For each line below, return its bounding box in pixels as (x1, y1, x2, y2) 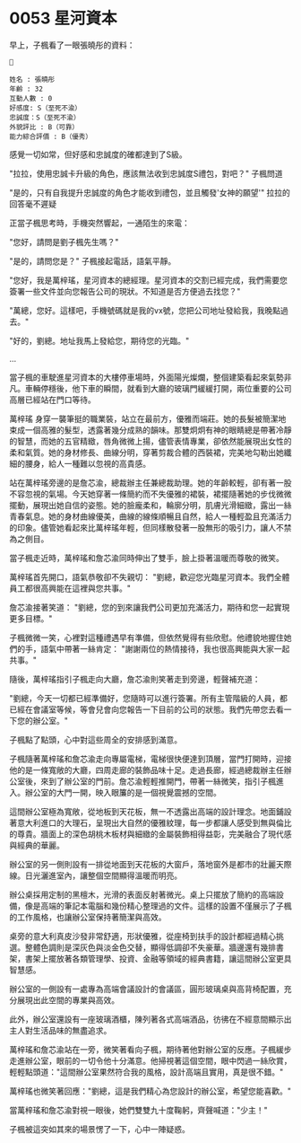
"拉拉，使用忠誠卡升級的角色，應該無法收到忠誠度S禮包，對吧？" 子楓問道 (9, 168, 283, 179)
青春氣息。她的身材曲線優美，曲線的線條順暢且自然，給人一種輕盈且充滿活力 (9, 511, 292, 522)
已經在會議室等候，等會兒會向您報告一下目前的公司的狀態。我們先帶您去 (9, 704, 276, 715)
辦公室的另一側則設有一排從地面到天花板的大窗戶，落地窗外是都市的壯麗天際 (9, 858, 292, 869)
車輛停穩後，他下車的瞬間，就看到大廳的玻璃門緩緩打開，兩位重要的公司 (24, 382, 292, 393)
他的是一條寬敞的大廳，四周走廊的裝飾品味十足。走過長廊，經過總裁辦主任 (9, 764, 284, 775)
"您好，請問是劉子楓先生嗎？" (9, 236, 119, 247)
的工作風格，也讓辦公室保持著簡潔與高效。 (9, 911, 167, 922)
